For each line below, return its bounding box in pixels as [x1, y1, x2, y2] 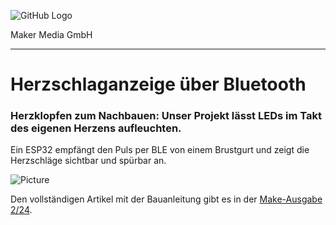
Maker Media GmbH [10, 29, 93, 40]
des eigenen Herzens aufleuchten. [10, 121, 182, 135]
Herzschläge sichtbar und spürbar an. [10, 155, 167, 167]
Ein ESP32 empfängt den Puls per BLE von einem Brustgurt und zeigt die [10, 144, 310, 156]
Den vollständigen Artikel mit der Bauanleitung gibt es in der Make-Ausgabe [10, 193, 323, 205]
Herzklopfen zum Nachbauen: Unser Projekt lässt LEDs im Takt [10, 109, 322, 123]
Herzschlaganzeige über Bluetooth [10, 73, 307, 96]
